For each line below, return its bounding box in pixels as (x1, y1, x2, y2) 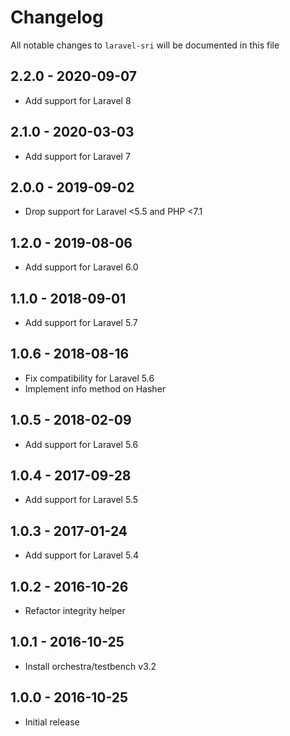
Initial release (24, 716, 80, 728)
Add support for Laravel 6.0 (24, 261, 139, 273)
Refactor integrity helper (24, 605, 126, 617)
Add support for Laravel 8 (24, 94, 132, 106)
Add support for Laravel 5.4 (24, 549, 139, 561)
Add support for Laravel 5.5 (24, 494, 138, 506)
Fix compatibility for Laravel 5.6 (24, 372, 155, 384)
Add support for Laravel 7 (24, 150, 131, 162)
